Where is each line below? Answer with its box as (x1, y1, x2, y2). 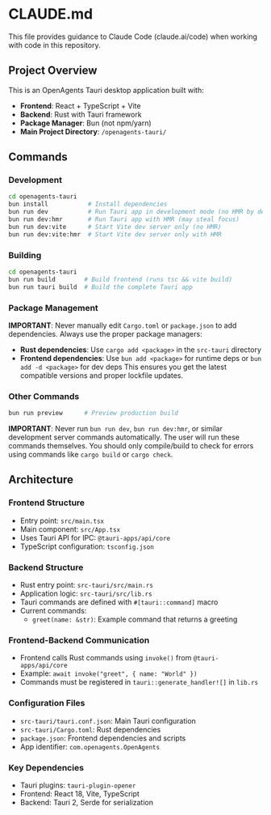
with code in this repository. (8, 40, 101, 49)
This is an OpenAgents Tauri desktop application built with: (8, 85, 204, 95)
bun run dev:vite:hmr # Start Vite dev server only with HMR (8, 230, 222, 239)
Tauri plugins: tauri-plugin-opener (19, 780, 136, 790)
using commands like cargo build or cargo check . (8, 450, 173, 460)
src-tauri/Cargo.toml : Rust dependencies (19, 724, 161, 734)
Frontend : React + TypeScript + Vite (19, 100, 141, 110)
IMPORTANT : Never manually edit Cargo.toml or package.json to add (8, 320, 237, 330)
